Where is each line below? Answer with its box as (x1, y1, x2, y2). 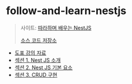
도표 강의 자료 (14, 49, 46, 56)
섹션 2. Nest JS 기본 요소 (14, 63, 73, 71)
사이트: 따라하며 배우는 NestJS (20, 24, 92, 31)
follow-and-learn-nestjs (6, 4, 127, 18)
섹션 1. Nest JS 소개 (14, 56, 61, 63)
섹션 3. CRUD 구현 (14, 71, 57, 78)
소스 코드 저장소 (20, 36, 57, 43)
